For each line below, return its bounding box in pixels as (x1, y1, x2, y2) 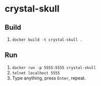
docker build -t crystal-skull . (12, 37, 83, 42)
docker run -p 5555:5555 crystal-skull (12, 65, 96, 70)
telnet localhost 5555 (12, 70, 60, 75)
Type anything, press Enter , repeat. (12, 75, 86, 81)
